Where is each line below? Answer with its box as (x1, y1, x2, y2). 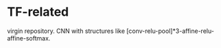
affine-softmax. (7, 34, 51, 42)
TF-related (7, 4, 69, 20)
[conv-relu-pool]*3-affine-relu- (126, 27, 214, 35)
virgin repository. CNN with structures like (7, 27, 125, 35)
